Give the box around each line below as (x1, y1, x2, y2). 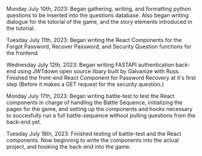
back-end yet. (6, 118, 41, 126)
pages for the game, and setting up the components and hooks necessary (6, 105, 193, 112)
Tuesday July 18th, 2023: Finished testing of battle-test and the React (6, 130, 182, 137)
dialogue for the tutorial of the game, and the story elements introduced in (6, 18, 193, 25)
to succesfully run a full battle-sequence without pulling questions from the (6, 112, 196, 119)
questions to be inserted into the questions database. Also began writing (6, 12, 189, 19)
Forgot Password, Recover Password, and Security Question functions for (6, 43, 192, 50)
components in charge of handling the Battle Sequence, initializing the (6, 99, 183, 106)
